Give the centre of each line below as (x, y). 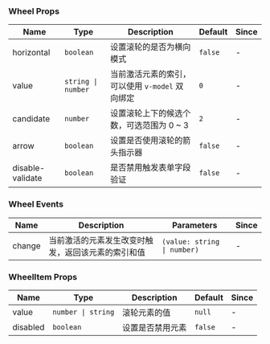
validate (27, 178)
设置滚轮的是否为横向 (150, 47)
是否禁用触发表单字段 (150, 168)
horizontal (31, 52)
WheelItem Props (43, 276)
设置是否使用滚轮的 (146, 141)
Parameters (194, 225)
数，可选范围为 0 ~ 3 (149, 125)
